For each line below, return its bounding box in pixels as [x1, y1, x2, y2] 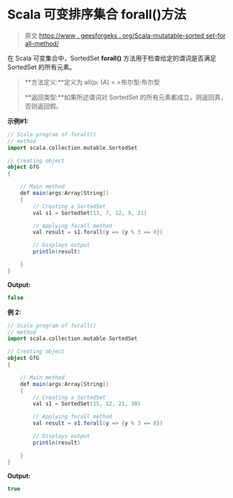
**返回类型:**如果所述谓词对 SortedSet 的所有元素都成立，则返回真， [24, 93, 227, 101]
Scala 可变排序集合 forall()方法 [7, 6, 186, 23]
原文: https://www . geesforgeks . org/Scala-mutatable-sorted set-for [24, 31, 226, 40]
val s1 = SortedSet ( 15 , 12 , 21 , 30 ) [33, 400, 141, 408]
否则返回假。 [24, 101, 62, 110]
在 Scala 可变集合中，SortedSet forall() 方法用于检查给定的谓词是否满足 [7, 54, 217, 62]
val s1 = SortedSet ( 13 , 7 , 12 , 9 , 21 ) [33, 209, 147, 216]
